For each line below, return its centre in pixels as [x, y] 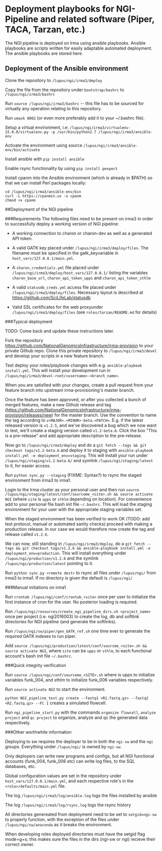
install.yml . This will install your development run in [58, 370]
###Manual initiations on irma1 [36, 587]
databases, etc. [21, 766]
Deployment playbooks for [60, 9]
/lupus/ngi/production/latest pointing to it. [49, 563]
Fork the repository [24, 340]
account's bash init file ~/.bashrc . [39, 656]
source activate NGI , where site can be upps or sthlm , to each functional [78, 651]
